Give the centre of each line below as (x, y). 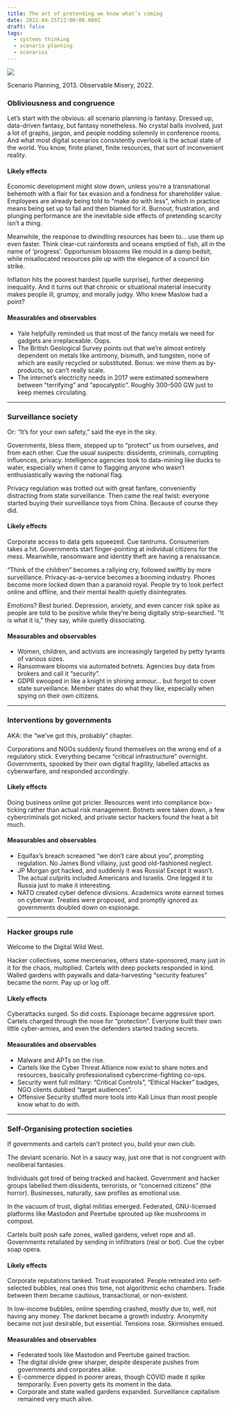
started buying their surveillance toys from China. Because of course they (113, 503)
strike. (16, 266)
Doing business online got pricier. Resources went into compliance (102, 802)
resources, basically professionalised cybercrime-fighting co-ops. (112, 1075)
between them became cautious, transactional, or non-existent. (98, 1295)
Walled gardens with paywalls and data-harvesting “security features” (107, 975)
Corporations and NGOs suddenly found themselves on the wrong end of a (114, 749)
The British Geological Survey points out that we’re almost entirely (111, 348)
